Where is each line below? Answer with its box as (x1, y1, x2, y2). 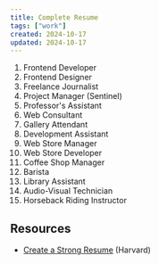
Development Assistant (22, 128, 109, 139)
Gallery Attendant (22, 120, 88, 130)
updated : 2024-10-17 (10, 37, 88, 47)
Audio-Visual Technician (22, 186, 113, 196)
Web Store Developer (22, 148, 103, 159)
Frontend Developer (22, 62, 97, 73)
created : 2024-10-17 (10, 29, 88, 38)
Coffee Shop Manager (22, 157, 105, 168)
